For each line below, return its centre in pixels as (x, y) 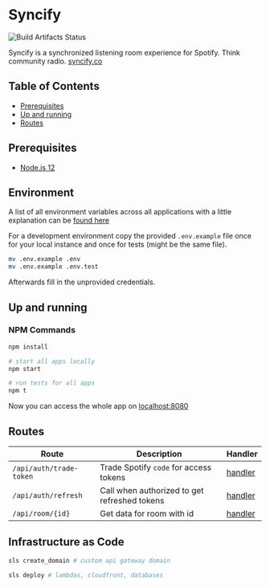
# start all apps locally (51, 361)
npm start (25, 369)
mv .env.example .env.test (53, 267)
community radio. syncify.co (55, 61)
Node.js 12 (37, 167)
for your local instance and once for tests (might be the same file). (118, 245)
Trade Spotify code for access (156, 467)
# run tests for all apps (51, 383)
